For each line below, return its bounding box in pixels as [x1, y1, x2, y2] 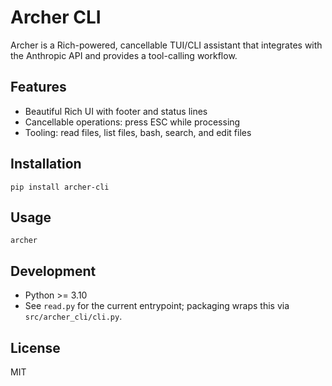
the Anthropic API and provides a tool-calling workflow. [10, 49, 238, 61]
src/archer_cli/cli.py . [24, 311, 123, 323]
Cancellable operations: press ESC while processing [24, 116, 241, 128]
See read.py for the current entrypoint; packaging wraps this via [24, 300, 290, 312]
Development [10, 262, 97, 280]
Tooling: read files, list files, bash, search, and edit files [24, 126, 252, 138]
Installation [10, 156, 82, 173]
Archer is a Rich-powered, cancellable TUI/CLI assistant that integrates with [10, 39, 323, 51]
